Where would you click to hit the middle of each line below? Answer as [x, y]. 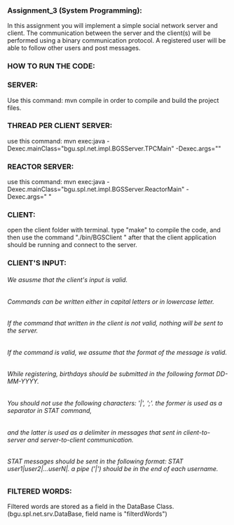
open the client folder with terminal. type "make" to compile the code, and [114, 230]
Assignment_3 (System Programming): [75, 10]
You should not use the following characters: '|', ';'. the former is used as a [115, 403]
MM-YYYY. [23, 381]
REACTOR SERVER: [41, 167]
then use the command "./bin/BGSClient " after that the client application [112, 237]
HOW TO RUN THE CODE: [51, 66]
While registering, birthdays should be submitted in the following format [111, 374]
